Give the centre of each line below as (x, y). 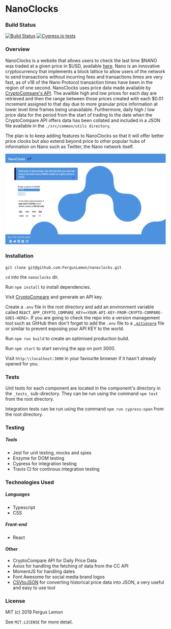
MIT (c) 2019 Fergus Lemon (34, 612)
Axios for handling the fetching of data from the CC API (70, 566)
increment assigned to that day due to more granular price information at (81, 104)
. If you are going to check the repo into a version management (94, 317)
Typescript (24, 507)
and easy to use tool (34, 588)
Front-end (16, 525)
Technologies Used (30, 482)
